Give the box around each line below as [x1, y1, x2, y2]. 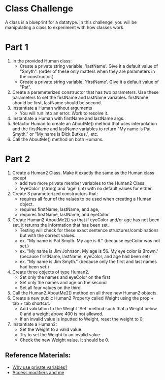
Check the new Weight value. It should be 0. [19, 337, 109, 343]
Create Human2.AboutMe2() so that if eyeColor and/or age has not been [12, 217, 160, 223]
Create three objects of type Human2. [12, 269, 90, 275]
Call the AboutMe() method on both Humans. [12, 136, 104, 142]
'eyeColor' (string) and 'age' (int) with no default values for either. [19, 185, 153, 191]
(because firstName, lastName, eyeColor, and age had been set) [19, 253, 150, 259]
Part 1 [5, 42, 29, 53]
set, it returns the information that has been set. [12, 222, 109, 228]
